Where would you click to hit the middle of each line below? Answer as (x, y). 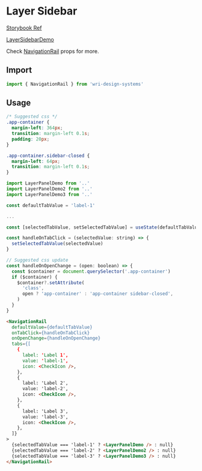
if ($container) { (35, 277)
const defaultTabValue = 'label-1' (51, 205)
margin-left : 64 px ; (36, 161)
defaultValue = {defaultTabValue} (52, 327)
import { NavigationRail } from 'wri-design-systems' (75, 84)
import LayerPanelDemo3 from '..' (50, 194)
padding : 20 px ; (31, 139)
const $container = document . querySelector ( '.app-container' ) (91, 271)
